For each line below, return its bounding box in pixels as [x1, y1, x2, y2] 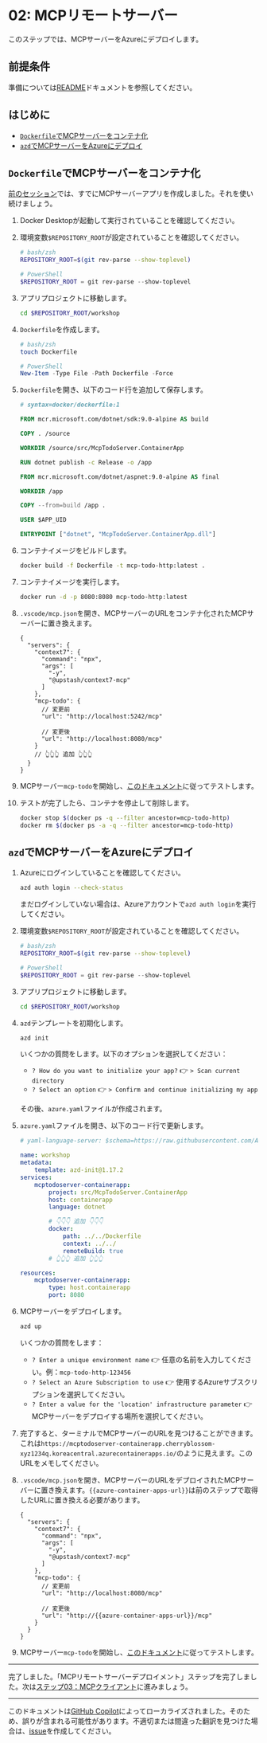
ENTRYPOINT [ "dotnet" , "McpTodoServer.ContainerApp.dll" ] [19, 531, 216, 539]
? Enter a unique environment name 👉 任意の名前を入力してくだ [31, 1354, 245, 1364]
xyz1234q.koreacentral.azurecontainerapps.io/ [19, 1450, 177, 1458]
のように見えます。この [176, 1448, 253, 1458]
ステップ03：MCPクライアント [36, 1682, 137, 1691]
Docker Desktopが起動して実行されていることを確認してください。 [19, 216, 240, 225]
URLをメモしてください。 [19, 1458, 103, 1467]
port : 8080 [48, 1291, 85, 1299]
